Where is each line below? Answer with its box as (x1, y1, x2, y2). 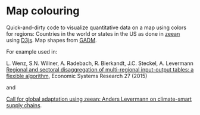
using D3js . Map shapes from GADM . (6, 36, 97, 43)
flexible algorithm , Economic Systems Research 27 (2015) (6, 72, 148, 79)
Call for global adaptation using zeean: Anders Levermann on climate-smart (6, 95, 192, 102)
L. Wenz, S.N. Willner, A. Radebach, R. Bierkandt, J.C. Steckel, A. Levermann (6, 60, 193, 67)
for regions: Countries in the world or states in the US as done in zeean (6, 30, 180, 37)
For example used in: (6, 48, 58, 55)
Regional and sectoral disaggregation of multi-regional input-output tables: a (6, 66, 194, 73)
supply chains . (6, 101, 42, 108)
